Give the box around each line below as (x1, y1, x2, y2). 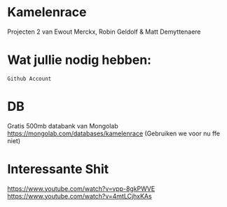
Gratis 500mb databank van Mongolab (7, 121, 119, 130)
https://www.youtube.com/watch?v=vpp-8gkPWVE (7, 184, 156, 193)
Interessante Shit (7, 161, 109, 177)
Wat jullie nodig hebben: (7, 52, 152, 68)
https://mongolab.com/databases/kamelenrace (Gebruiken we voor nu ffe (7, 129, 221, 138)
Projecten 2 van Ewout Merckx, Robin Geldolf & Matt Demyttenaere (7, 27, 201, 36)
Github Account (7, 75, 52, 82)
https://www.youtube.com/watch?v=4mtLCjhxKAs (7, 192, 152, 200)
